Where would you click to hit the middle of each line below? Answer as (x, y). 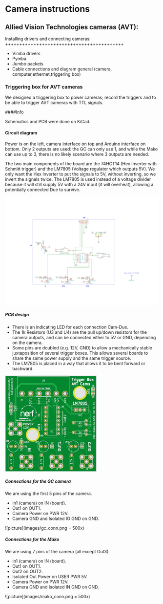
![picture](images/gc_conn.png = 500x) (45, 528)
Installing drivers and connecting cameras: (48, 39)
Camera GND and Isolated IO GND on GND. (55, 518)
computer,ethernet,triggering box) (46, 74)
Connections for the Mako (32, 539)
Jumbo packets (28, 64)
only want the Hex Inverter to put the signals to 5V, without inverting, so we (81, 174)
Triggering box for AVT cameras (44, 86)
